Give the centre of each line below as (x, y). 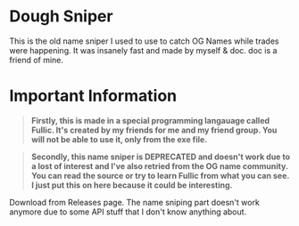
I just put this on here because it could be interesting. (132, 185)
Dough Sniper (61, 16)
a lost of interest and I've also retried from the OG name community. (159, 165)
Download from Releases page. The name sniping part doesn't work (135, 202)
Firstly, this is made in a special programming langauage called (150, 120)
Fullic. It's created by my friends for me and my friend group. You (154, 130)
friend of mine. (37, 60)
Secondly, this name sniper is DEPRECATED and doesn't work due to (161, 157)
